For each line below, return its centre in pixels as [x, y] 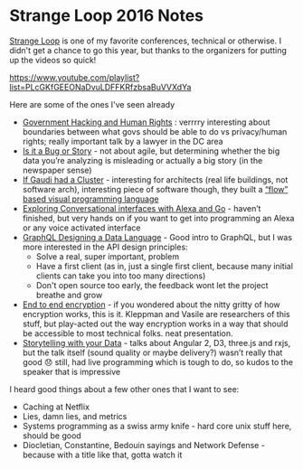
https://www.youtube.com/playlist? [75, 77]
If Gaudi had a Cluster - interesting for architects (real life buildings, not [155, 179]
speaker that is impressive [71, 371]
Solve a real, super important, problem [107, 256]
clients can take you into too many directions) [121, 276]
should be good [52, 436]
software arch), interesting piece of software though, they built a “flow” [155, 189]
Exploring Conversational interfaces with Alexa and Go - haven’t [142, 208]
